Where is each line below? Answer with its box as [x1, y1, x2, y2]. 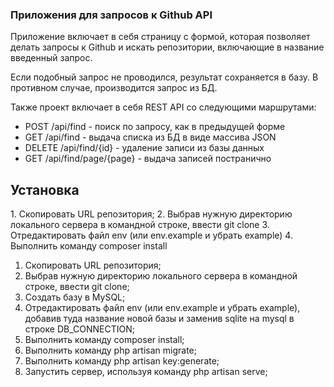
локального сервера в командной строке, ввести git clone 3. [10, 219, 270, 231]
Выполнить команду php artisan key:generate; [24, 355, 220, 367]
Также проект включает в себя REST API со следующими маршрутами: [10, 101, 317, 113]
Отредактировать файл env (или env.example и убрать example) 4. [10, 229, 293, 242]
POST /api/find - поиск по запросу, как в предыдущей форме [24, 121, 286, 133]
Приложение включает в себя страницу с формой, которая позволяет [10, 31, 311, 43]
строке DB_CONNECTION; [24, 323, 135, 335]
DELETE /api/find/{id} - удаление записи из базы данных [24, 142, 265, 154]
